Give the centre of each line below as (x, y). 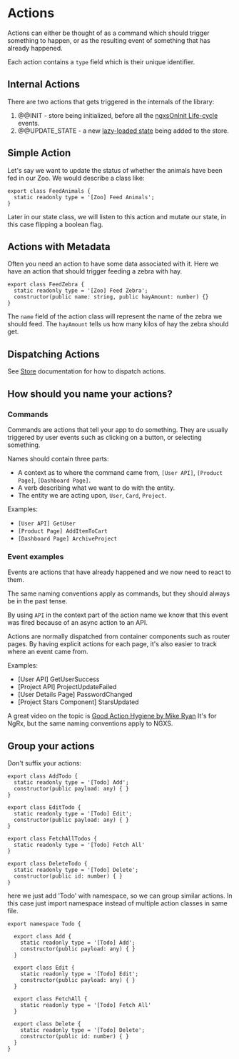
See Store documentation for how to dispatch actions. (87, 371)
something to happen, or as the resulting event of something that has (109, 40)
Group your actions (51, 746)
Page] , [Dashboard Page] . (54, 480)
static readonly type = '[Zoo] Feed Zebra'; (81, 291)
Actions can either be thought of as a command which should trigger (108, 33)
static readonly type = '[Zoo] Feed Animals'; (84, 197)
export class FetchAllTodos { (52, 838)
